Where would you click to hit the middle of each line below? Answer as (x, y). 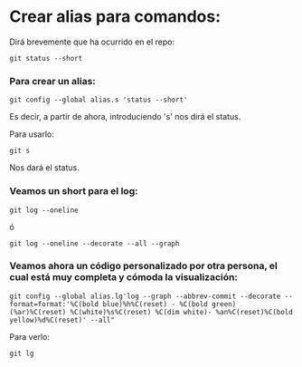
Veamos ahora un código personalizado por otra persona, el (143, 266)
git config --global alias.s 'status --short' (99, 100)
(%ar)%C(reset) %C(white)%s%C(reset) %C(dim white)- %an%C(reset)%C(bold (151, 312)
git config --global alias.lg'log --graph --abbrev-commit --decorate (145, 296)
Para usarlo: (32, 134)
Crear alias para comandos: (115, 17)
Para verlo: (29, 336)
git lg (22, 353)
